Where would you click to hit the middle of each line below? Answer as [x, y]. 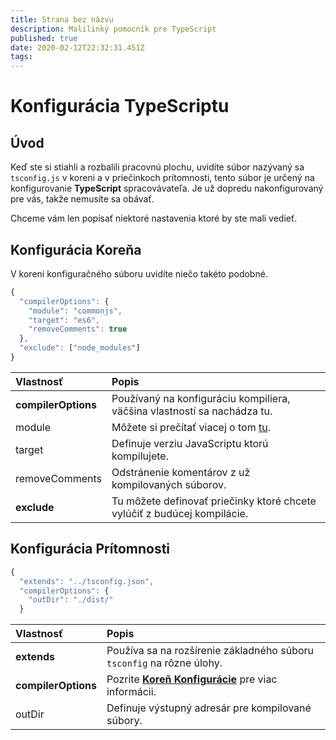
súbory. [124, 721]
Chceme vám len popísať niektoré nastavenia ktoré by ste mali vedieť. [154, 218]
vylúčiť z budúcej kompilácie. [180, 513]
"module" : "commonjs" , [75, 311]
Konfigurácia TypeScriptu [120, 106]
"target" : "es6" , [64, 320]
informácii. [131, 692]
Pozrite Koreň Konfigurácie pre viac [192, 679]
